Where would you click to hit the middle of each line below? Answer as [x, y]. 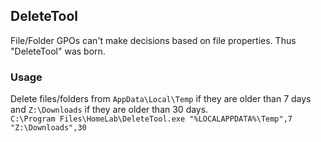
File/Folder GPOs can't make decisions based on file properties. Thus [153, 40]
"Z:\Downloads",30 [48, 128]
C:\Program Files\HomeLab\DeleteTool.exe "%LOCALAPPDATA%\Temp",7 [151, 119]
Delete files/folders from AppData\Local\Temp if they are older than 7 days [161, 99]
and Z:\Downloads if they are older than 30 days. [109, 110]
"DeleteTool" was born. [58, 51]
